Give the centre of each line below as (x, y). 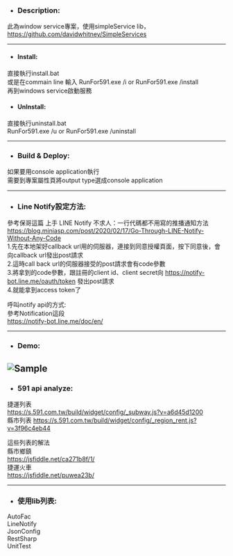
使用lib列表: (37, 501)
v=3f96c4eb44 (29, 428)
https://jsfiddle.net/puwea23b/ (51, 475)
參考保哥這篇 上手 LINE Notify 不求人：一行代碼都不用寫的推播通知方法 (108, 223)
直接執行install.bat (33, 73)
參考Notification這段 (36, 313)
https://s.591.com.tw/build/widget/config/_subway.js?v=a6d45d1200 (105, 412)
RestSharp (22, 539)
